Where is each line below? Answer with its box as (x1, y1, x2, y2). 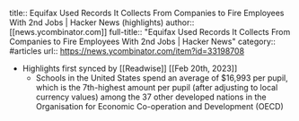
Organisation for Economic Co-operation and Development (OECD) (35, 101, 285, 111)
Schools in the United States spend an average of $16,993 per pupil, (35, 73, 289, 83)
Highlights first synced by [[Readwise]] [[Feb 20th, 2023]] (22, 63, 238, 73)
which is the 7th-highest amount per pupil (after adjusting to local (35, 82, 278, 92)
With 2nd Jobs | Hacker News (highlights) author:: (9, 17, 195, 28)
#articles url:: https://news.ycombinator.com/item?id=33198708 (9, 46, 245, 56)
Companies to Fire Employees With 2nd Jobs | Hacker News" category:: (9, 36, 277, 47)
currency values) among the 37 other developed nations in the (35, 91, 267, 102)
